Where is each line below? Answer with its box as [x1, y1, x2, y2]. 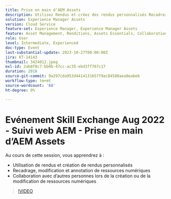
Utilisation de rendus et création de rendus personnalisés [12, 162, 133, 168]
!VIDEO [17, 188, 33, 194]
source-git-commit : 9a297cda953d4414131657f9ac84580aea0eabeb [5, 74, 140, 79]
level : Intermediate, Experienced [5, 41, 79, 46]
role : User [5, 36, 28, 41]
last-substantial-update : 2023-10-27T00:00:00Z [5, 50, 108, 55]
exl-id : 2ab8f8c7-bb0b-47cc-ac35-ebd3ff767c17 [5, 64, 106, 69]
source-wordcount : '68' [5, 83, 56, 88]
